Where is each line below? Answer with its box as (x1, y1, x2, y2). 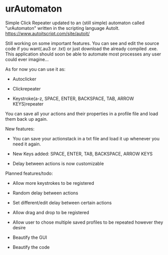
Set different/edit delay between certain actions (12, 199, 112, 206)
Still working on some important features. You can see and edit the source (5, 40, 159, 46)
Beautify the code (12, 244, 50, 250)
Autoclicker (12, 76, 37, 82)
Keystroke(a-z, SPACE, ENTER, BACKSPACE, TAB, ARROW (12, 95, 134, 101)
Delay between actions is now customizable (12, 160, 104, 167)
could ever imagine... (5, 56, 49, 62)
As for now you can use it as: (5, 66, 66, 72)
